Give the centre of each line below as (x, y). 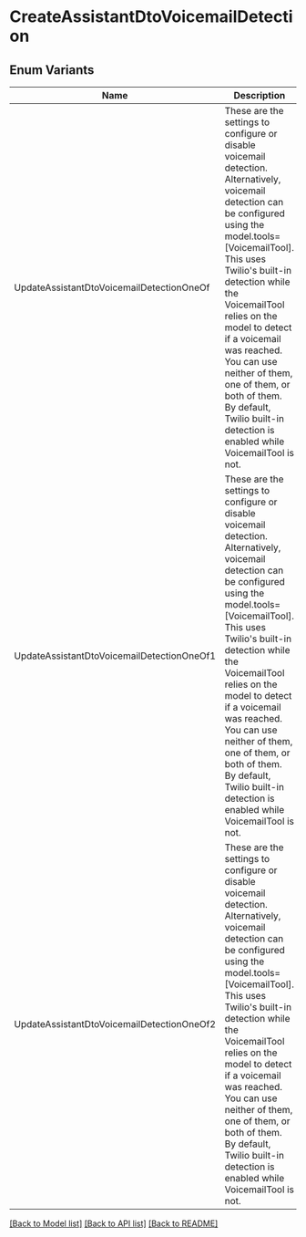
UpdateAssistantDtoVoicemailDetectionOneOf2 (115, 1024)
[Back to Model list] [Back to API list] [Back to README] (114, 1223)
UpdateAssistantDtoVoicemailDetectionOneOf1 (115, 656)
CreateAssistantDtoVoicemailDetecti (151, 17)
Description (260, 95)
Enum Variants (52, 70)
